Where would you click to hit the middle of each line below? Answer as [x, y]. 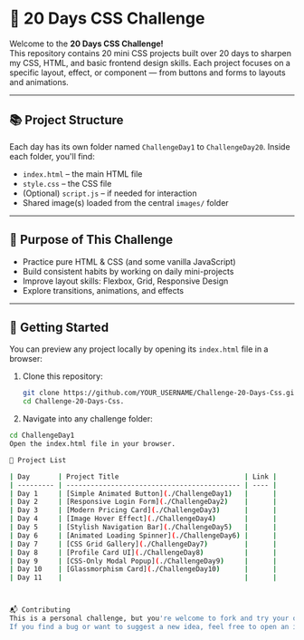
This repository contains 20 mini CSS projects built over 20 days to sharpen [151, 53]
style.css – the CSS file [67, 183]
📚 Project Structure [66, 120]
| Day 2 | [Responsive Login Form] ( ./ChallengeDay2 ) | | [143, 502]
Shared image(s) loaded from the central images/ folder [125, 202]
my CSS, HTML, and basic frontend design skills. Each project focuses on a [150, 63]
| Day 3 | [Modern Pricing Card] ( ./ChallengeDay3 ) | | [143, 510]
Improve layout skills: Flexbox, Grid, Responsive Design [125, 281]
